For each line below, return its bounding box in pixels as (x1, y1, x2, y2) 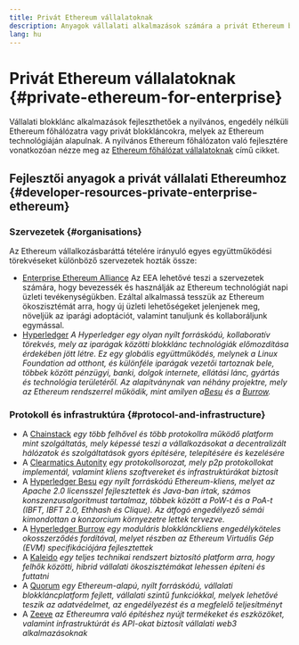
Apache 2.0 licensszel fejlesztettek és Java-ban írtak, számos (21, 485, 251, 496)
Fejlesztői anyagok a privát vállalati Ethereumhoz (9, 170, 287, 186)
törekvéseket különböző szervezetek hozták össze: (9, 255, 198, 266)
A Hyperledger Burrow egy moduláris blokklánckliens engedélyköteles (21, 524, 281, 534)
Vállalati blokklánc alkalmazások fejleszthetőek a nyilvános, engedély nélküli (9, 117, 289, 128)
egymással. (21, 320, 65, 330)
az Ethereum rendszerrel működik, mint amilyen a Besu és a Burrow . (21, 386, 271, 397)
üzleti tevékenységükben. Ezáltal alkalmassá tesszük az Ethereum (21, 292, 264, 302)
